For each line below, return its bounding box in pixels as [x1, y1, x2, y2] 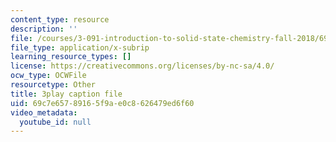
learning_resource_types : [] [10, 52, 132, 62]
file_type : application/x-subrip [10, 42, 150, 53]
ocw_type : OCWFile [10, 71, 87, 81]
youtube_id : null [19, 117, 92, 127]
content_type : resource [10, 14, 110, 25]
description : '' [10, 24, 78, 34]
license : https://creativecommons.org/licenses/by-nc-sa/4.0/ [10, 61, 275, 71]
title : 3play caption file [10, 89, 123, 99]
